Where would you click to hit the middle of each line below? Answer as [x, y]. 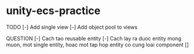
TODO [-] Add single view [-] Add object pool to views [72, 27]
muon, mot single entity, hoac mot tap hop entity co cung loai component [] [98, 45]
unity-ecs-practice [53, 11]
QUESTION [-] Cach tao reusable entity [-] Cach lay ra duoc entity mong [94, 38]
